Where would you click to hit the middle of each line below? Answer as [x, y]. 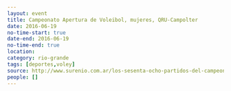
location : [21, 52]
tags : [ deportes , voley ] [41, 64]
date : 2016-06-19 [32, 26]
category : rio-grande [38, 58]
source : [18, 70]
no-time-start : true [37, 32]
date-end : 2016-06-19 [38, 39]
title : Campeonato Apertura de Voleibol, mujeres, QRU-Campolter [102, 20]
